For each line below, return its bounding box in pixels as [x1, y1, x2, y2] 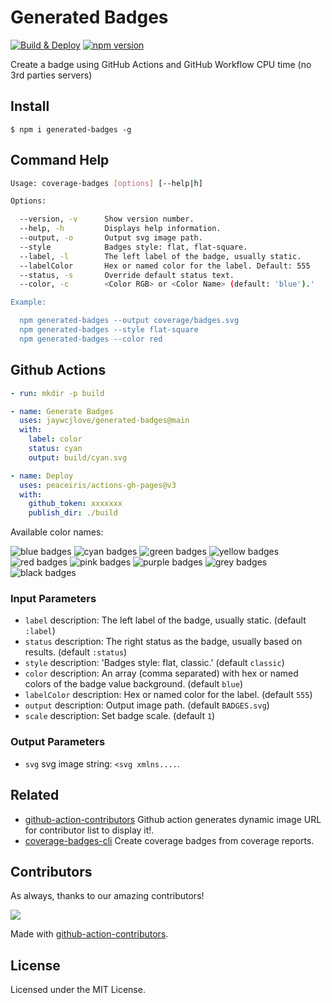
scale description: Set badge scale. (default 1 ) [24, 710, 216, 722]
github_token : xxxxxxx [28, 499, 123, 509]
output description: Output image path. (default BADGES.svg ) [24, 699, 270, 711]
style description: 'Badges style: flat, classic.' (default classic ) [24, 657, 285, 669]
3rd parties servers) [10, 69, 93, 81]
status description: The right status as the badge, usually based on [24, 636, 303, 648]
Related [10, 787, 60, 804]
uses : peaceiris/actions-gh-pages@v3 [19, 480, 177, 490]
